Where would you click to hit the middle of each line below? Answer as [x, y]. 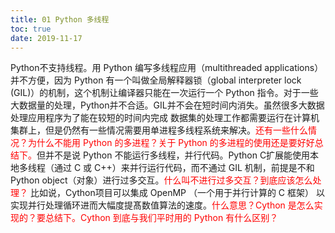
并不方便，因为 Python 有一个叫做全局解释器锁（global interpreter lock [156, 80]
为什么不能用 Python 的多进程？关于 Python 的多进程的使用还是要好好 [171, 143]
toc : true [31, 29]
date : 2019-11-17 [46, 38]
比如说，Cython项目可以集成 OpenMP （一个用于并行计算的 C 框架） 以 [177, 193]
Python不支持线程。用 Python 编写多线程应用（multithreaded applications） [167, 68]
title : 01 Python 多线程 [60, 19]
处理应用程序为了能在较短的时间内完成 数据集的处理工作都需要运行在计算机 [165, 118]
